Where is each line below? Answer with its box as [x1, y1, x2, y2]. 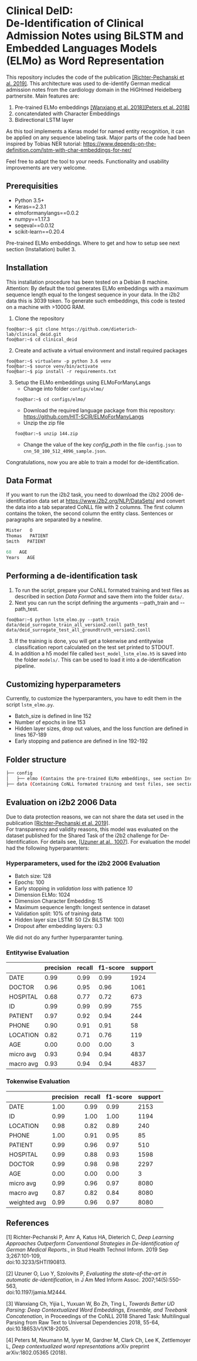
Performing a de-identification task [6, 571, 138, 581]
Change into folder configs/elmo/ [23, 385, 104, 392]
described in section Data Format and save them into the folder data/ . [14, 593, 184, 600]
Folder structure [6, 754, 67, 764]
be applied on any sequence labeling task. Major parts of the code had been [6, 134, 191, 141]
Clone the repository [14, 315, 64, 322]
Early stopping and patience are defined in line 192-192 [14, 737, 148, 745]
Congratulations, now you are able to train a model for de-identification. [6, 458, 179, 465]
